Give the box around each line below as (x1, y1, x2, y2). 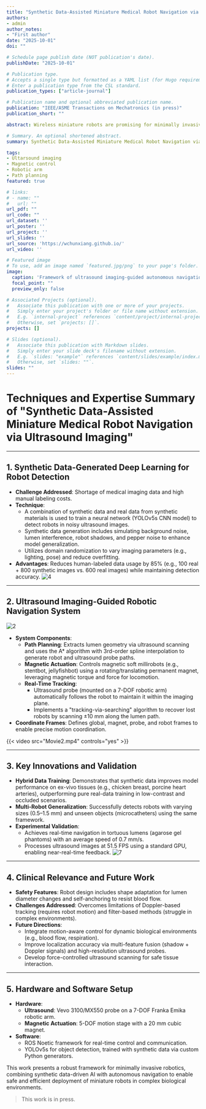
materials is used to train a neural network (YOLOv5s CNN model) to (24, 514, 197, 521)
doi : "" (6, 44, 26, 50)
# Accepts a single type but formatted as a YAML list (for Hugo (6, 77, 177, 83)
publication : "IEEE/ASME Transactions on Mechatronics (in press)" (6, 105, 183, 111)
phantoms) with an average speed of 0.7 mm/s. (24, 835, 144, 843)
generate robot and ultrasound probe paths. (24, 654, 135, 661)
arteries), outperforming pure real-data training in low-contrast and (15, 790, 185, 797)
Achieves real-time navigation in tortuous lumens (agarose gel (24, 829, 182, 837)
